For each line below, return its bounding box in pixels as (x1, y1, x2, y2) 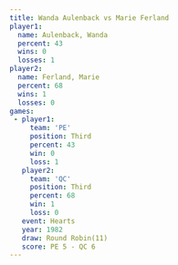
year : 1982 (21, 225, 64, 234)
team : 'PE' (29, 124, 71, 133)
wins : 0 (17, 47, 47, 56)
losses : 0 (17, 97, 55, 107)
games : (9, 107, 35, 116)
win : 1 (29, 199, 55, 209)
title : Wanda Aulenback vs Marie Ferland (9, 13, 170, 23)
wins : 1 (17, 89, 47, 98)
